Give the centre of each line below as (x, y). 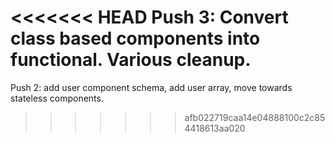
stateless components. (57, 98)
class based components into (135, 38)
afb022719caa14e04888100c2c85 (255, 117)
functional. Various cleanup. (131, 60)
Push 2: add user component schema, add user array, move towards (151, 87)
